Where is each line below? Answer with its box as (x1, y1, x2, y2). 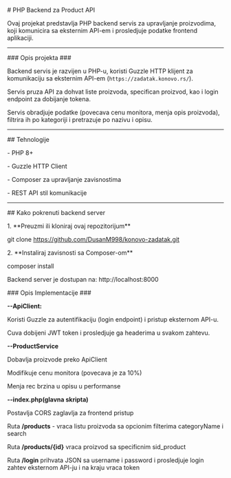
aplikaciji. (7, 34, 34, 42)
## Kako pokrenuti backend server (7, 209, 105, 216)
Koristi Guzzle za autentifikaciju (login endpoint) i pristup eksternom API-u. (7, 315, 219, 323)
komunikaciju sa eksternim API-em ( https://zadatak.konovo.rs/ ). (7, 74, 194, 82)
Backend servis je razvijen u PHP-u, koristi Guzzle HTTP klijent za (7, 67, 194, 75)
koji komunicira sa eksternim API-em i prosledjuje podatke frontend (7, 27, 198, 34)
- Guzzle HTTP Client (7, 162, 67, 170)
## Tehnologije (7, 136, 50, 143)
